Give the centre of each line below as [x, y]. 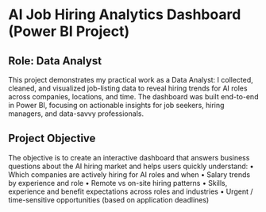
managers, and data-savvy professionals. [76, 114]
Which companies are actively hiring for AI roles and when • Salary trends [129, 174]
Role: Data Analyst [55, 61]
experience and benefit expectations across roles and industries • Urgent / [131, 191]
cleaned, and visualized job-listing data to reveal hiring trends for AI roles [128, 88]
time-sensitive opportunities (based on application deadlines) [109, 199]
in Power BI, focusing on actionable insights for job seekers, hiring [116, 105]
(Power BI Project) [69, 31]
